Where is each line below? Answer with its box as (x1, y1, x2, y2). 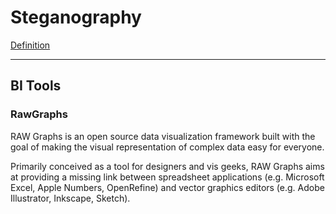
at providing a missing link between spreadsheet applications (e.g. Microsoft (10, 171, 325, 183)
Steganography (10, 6, 142, 29)
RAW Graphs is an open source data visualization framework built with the (10, 130, 316, 142)
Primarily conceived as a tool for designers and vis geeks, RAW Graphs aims (10, 160, 325, 172)
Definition (10, 39, 51, 51)
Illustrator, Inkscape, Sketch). (10, 192, 131, 204)
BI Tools (10, 77, 62, 95)
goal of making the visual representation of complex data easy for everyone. (10, 141, 325, 153)
